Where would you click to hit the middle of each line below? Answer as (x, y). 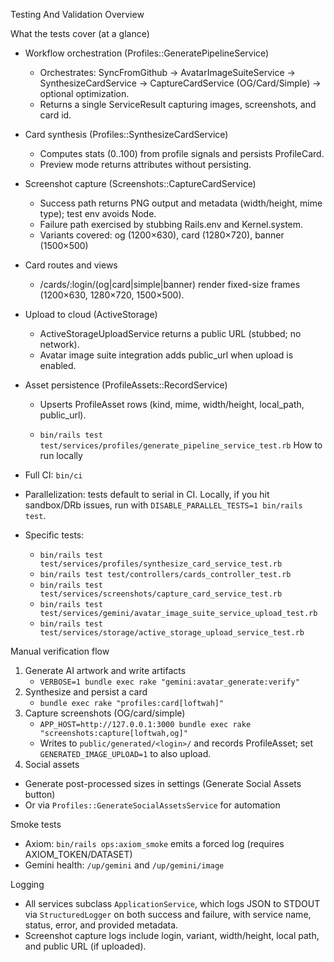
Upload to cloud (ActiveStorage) (91, 314)
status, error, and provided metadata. (101, 925)
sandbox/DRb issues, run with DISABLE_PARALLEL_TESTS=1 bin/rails (163, 505)
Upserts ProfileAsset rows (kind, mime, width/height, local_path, (172, 404)
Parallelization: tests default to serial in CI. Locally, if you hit (147, 494)
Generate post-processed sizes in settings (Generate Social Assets (163, 783)
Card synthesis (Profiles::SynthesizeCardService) (126, 134)
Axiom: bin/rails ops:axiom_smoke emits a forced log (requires (154, 843)
